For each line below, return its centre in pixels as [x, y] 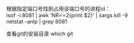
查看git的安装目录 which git [40, 34]
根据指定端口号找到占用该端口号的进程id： [58, 9]
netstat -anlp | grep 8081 [37, 21]
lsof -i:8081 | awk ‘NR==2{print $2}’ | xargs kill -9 [67, 15]
